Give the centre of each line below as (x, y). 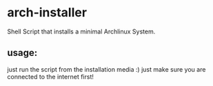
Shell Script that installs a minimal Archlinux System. (81, 31)
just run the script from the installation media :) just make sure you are (106, 69)
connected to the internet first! (51, 76)
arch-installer (47, 13)
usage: (22, 53)
